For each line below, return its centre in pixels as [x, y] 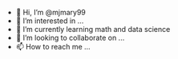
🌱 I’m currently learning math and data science [93, 29]
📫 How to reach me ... [53, 47]
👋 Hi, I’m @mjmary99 [51, 12]
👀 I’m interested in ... [50, 21]
